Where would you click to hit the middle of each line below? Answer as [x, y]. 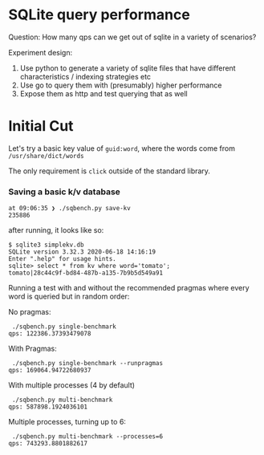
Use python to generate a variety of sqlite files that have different [128, 68]
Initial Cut [41, 126]
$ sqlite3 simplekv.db [46, 245]
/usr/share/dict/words [46, 156]
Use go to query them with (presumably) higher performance [121, 85]
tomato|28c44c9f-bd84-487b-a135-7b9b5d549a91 [85, 273]
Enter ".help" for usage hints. [62, 259]
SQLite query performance [99, 15]
